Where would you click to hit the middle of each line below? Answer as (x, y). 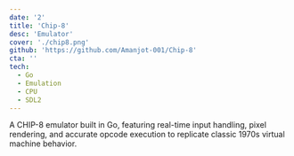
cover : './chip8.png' (49, 42)
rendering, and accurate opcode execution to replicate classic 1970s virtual (147, 135)
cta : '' (24, 58)
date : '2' (28, 17)
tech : (19, 67)
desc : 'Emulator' (41, 34)
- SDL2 (29, 100)
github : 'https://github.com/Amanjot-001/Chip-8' (103, 51)
